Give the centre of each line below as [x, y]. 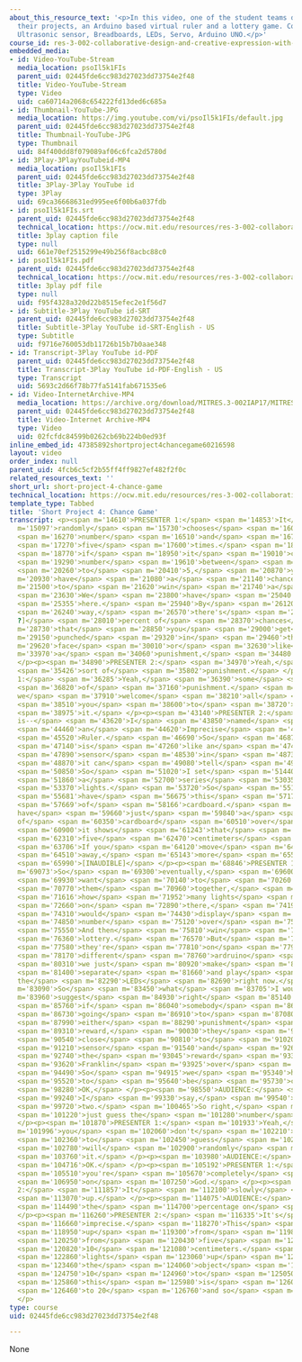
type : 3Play [40, 194]
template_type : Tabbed [52, 504]
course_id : [30, 43]
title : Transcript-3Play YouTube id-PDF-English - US [120, 369]
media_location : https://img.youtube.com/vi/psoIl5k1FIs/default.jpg [150, 118]
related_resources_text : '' [62, 478]
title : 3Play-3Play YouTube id [76, 186]
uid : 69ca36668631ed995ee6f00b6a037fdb [92, 202]
